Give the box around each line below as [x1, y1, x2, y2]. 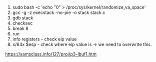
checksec [12, 20, 33, 26]
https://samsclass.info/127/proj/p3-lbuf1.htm [5, 51, 96, 57]
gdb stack [12, 15, 33, 20]
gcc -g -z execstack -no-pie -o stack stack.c [12, 9, 105, 15]
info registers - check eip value [12, 36, 77, 42]
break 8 [12, 25, 28, 31]
